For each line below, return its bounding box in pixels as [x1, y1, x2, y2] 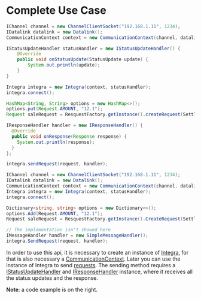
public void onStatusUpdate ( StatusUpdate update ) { [17, 56, 148, 63]
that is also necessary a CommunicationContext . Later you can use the [6, 255, 181, 262]
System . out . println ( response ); [17, 139, 95, 145]
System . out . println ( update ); [28, 62, 100, 68]
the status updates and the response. [6, 274, 99, 282]
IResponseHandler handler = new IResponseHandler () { [6, 122, 144, 129]
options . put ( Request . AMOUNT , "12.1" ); [6, 106, 103, 112]
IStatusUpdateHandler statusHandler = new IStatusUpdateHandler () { [6, 46, 181, 52]
